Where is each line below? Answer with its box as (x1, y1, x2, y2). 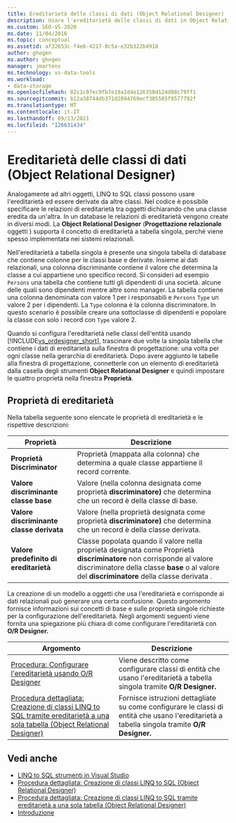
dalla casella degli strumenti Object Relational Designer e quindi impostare (7, 366, 225, 375)
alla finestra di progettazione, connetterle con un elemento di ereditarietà (7, 359, 219, 368)
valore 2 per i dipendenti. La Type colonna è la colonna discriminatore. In (7, 300, 216, 310)
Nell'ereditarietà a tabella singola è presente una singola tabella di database (7, 248, 227, 257)
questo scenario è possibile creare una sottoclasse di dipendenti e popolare (7, 308, 227, 317)
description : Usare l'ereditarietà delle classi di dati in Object (7, 17, 209, 24)
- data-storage (7, 82, 52, 89)
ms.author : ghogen (7, 56, 61, 63)
